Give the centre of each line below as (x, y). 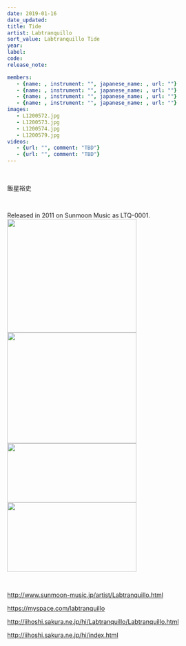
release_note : (28, 65)
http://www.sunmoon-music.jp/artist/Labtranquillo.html (85, 595)
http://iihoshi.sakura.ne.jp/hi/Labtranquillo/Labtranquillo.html (93, 621)
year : (15, 46)
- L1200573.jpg (38, 122)
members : (20, 77)
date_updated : (28, 20)
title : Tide (24, 26)
